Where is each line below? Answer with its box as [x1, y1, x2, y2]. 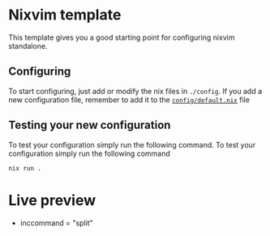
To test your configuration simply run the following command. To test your [8, 139, 256, 149]
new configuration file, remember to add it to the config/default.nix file [8, 95, 250, 105]
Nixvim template [8, 6, 122, 24]
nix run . [8, 164, 42, 172]
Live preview [8, 191, 96, 209]
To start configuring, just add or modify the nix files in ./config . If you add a [8, 86, 263, 96]
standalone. [8, 41, 48, 50]
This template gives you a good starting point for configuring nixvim [8, 32, 235, 42]
